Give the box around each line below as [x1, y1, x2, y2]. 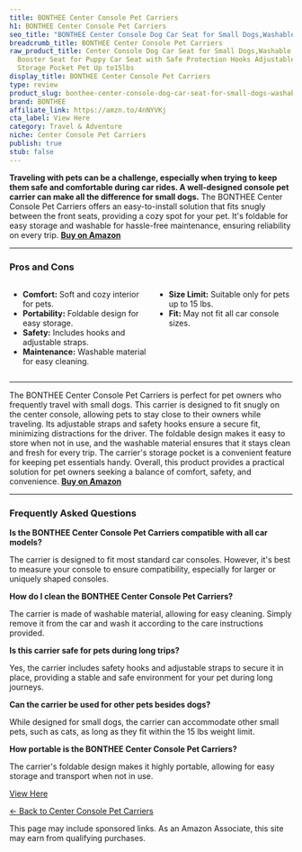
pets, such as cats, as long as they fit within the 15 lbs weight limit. [9, 727, 255, 737]
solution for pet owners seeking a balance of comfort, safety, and [9, 466, 252, 477]
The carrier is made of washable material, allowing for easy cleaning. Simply [9, 609, 292, 619]
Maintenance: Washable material [22, 346, 147, 357]
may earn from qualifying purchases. [9, 833, 147, 844]
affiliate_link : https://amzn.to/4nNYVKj [9, 105, 167, 115]
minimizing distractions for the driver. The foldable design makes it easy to [9, 427, 286, 438]
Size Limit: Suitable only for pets [168, 289, 290, 299]
